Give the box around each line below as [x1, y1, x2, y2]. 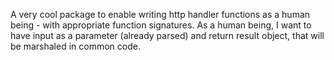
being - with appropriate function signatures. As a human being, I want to [10, 19, 312, 31]
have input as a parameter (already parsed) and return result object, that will [10, 30, 325, 41]
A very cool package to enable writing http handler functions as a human [10, 9, 311, 20]
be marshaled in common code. [10, 40, 141, 52]
